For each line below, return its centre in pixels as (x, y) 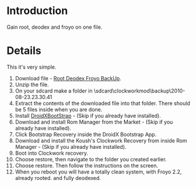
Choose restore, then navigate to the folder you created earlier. (91, 159)
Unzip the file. (32, 84)
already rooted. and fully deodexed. (58, 178)
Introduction (37, 11)
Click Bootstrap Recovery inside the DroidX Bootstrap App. (86, 134)
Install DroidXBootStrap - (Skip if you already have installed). (88, 115)
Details (24, 51)
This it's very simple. (32, 67)
